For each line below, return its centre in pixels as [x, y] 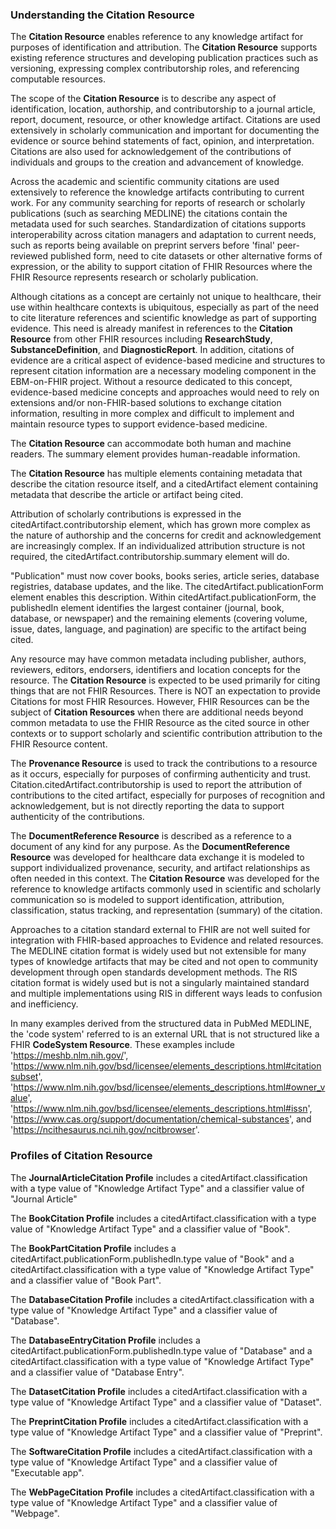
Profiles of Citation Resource [81, 1156]
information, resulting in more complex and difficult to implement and [152, 414]
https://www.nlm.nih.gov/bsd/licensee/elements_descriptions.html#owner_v [169, 1087]
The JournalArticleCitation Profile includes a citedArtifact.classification [159, 1177]
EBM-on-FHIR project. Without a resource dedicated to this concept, [151, 382]
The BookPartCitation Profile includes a [93, 1248]
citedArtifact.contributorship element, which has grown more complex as [160, 525]
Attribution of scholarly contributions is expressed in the [126, 514]
